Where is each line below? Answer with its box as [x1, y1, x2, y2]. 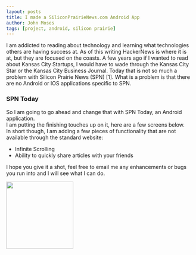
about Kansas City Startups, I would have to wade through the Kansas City [6, 61, 189, 68]
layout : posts [6, 8, 42, 15]
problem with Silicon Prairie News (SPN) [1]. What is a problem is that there [6, 73, 191, 81]
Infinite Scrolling [14, 145, 55, 152]
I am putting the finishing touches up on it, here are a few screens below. [6, 121, 185, 128]
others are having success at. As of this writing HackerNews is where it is [6, 48, 187, 56]
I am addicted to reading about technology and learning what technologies [6, 42, 189, 49]
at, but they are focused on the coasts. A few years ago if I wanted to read [6, 54, 189, 62]
